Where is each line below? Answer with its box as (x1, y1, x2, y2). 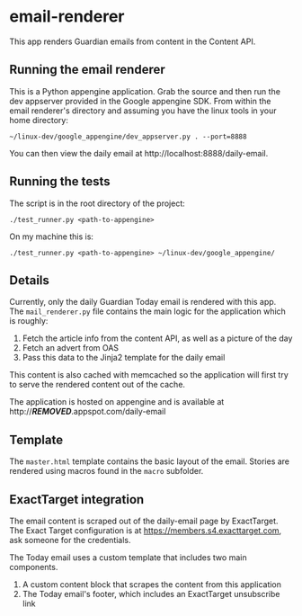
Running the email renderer (9, 62, 166, 77)
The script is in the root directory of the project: (9, 198, 186, 209)
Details (9, 272, 49, 288)
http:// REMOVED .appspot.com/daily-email (9, 406, 166, 417)
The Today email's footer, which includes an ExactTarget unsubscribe (22, 589, 280, 599)
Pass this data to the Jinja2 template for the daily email (22, 353, 226, 363)
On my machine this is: (9, 231, 94, 242)
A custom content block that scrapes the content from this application (22, 579, 281, 590)
